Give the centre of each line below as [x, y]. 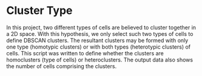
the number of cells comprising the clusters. [62, 66]
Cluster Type [39, 11]
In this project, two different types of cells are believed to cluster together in [101, 27]
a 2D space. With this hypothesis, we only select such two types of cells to [100, 33]
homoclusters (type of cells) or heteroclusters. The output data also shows [99, 60]
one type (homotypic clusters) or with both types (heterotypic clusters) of [99, 47]
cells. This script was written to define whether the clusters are [85, 53]
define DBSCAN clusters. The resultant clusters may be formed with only [97, 40]
